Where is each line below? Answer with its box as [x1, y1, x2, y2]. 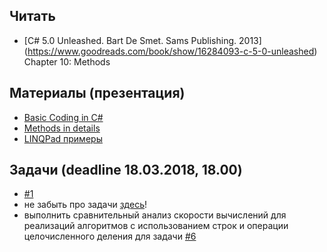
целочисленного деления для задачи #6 [23, 230, 197, 243]
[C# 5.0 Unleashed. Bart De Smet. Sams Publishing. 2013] [23, 34, 262, 46]
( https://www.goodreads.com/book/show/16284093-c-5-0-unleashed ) [23, 45, 318, 57]
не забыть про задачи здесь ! [23, 199, 148, 211]
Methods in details [23, 122, 101, 134]
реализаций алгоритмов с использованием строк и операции [23, 220, 289, 232]
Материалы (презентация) [9, 85, 186, 102]
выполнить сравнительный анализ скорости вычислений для [23, 209, 287, 221]
